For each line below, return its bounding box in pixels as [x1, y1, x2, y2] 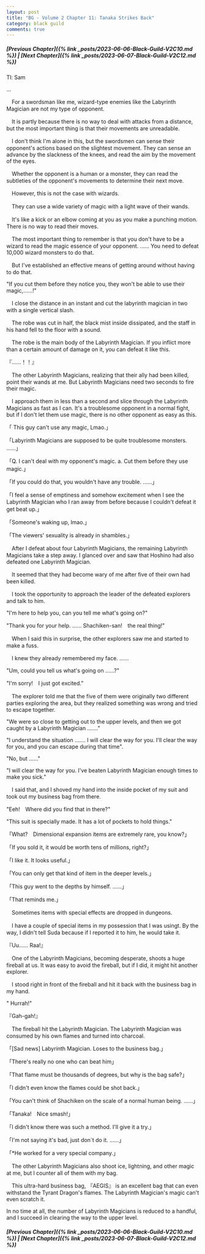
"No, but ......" [6, 755, 41, 762]
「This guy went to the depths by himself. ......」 [6, 883, 127, 890]
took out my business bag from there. [6, 793, 101, 800]
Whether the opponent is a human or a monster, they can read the [11, 170, 179, 178]
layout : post [6, 9, 40, 15]
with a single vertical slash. [6, 307, 75, 314]
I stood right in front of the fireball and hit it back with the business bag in [11, 981, 197, 988]
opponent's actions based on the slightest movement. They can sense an [6, 144, 192, 152]
